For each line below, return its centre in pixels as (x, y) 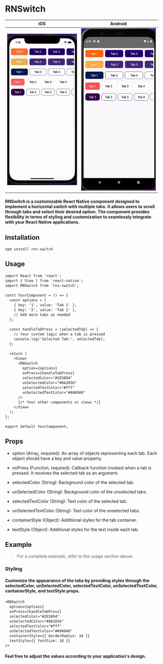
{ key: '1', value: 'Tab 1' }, (45, 305)
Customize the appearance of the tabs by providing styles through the (77, 580)
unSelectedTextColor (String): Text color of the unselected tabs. (76, 510)
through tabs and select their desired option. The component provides (77, 212)
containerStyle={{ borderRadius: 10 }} (50, 636)
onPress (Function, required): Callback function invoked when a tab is (82, 468)
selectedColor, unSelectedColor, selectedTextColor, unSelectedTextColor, (81, 585)
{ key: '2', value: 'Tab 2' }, (45, 310)
